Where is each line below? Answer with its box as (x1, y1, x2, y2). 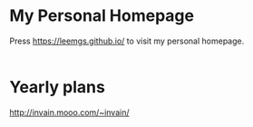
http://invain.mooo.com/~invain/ (9, 106, 130, 118)
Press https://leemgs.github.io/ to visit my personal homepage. (9, 35, 245, 46)
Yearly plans (9, 77, 106, 98)
